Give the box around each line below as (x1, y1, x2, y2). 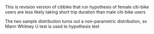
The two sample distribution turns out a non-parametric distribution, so (5, 19, 147, 24)
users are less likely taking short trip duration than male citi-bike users (5, 9, 146, 15)
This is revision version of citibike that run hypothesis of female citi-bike (5, 4, 149, 10)
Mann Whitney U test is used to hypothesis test (5, 23, 100, 29)
